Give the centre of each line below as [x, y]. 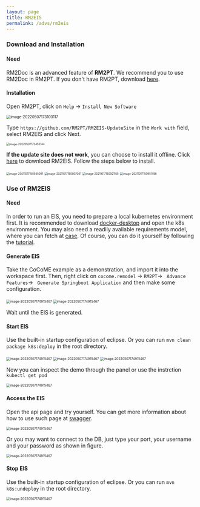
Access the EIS [26, 398]
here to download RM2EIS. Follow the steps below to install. [81, 161]
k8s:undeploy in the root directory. [49, 488]
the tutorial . [21, 242]
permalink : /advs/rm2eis [38, 23]
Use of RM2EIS [28, 188]
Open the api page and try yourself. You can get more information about [96, 412]
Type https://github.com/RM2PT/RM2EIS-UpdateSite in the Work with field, [98, 128]
